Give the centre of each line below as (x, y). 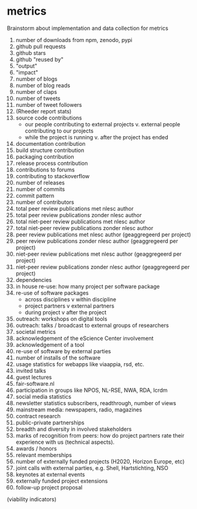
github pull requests (41, 46)
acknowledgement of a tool (50, 345)
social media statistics (43, 396)
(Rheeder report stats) (43, 111)
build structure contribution (50, 150)
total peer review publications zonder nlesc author (79, 215)
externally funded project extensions (62, 481)
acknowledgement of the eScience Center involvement (85, 338)
